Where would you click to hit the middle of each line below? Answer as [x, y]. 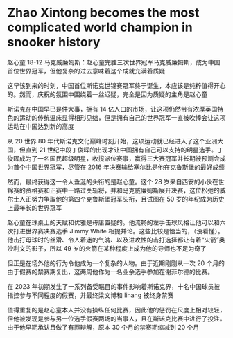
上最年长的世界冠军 [35, 207]
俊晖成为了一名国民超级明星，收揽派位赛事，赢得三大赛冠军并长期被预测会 [113, 158]
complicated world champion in [100, 27]
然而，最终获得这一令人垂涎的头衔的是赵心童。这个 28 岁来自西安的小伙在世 [116, 181]
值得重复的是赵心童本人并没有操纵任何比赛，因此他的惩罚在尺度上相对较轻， [116, 310]
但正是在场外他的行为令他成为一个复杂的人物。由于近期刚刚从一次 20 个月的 [116, 263]
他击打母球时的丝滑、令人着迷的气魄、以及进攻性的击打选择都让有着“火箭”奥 [116, 240]
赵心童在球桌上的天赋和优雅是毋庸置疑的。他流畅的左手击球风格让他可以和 [113, 222]
